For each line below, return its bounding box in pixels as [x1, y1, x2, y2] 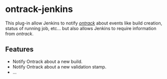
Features [5, 45, 34, 53]
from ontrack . [5, 30, 34, 36]
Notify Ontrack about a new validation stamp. [12, 63, 107, 69]
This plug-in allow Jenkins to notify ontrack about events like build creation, [5, 20, 162, 26]
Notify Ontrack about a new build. [12, 58, 83, 64]
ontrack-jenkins [5, 3, 73, 15]
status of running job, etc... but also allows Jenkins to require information [5, 25, 157, 31]
